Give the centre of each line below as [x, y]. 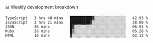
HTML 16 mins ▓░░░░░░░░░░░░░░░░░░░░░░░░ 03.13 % [77, 35]
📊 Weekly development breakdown [42, 7]
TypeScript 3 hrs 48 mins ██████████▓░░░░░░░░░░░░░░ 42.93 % [77, 18]
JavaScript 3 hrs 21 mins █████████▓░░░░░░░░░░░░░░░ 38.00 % [77, 22]
